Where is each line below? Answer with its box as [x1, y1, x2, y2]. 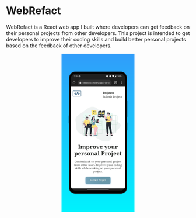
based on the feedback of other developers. [6, 42, 112, 49]
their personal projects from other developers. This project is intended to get [6, 29, 190, 36]
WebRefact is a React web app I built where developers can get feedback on [6, 23, 190, 30]
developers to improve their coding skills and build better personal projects [6, 36, 187, 43]
